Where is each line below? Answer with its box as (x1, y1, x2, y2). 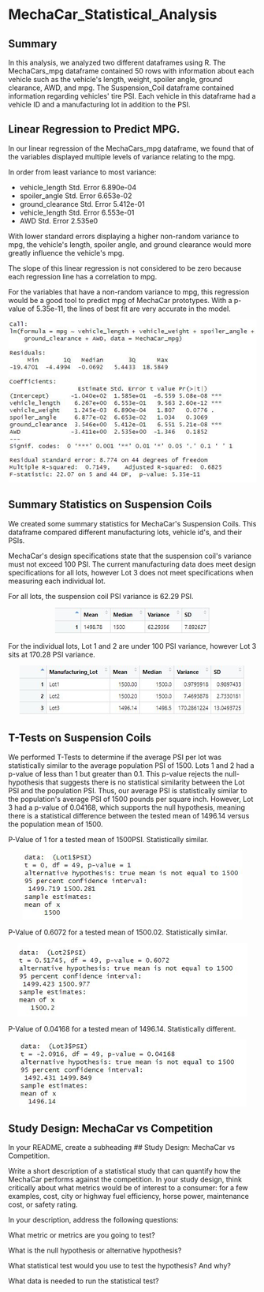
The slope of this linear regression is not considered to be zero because (8, 263, 242, 273)
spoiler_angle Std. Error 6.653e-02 (19, 191, 132, 200)
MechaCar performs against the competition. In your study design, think (8, 1174, 243, 1185)
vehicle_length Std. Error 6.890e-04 (19, 182, 136, 192)
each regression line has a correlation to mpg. (8, 272, 158, 281)
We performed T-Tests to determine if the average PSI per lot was (8, 752, 222, 762)
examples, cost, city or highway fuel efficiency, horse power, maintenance (8, 1192, 250, 1201)
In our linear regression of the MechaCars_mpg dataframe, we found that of (8, 144, 255, 153)
